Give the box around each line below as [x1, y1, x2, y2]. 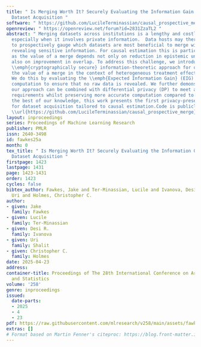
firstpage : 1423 [6, 159, 47, 165]
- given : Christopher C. [6, 248, 68, 254]
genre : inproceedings [6, 287, 60, 293]
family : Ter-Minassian [11, 220, 68, 226]
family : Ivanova [11, 231, 52, 237]
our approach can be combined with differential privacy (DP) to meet [11, 87, 191, 93]
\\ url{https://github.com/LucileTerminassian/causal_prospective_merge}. [11, 109, 199, 115]
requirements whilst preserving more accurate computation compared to [11, 92, 194, 98]
